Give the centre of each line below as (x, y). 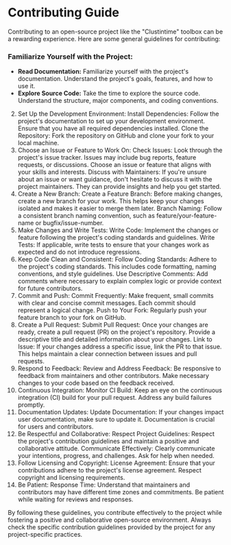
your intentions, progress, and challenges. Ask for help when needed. (116, 456)
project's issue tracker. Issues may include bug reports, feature (107, 157)
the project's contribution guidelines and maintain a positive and (108, 441)
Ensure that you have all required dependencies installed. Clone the (113, 129)
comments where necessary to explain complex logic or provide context (120, 281)
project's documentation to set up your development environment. (111, 121)
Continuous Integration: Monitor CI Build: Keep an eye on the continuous (120, 390)
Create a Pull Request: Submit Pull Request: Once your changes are (113, 325)
